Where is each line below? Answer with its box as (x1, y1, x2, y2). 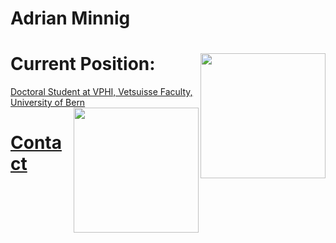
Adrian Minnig (10, 7, 131, 30)
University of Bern (10, 97, 86, 109)
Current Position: (10, 53, 156, 76)
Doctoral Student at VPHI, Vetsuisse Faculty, (10, 86, 193, 98)
